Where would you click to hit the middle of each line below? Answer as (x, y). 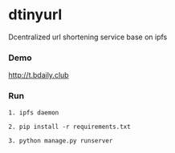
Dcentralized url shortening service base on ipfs (88, 37)
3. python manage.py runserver (61, 141)
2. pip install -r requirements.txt (69, 127)
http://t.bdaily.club (39, 75)
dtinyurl (35, 15)
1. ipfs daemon (34, 113)
